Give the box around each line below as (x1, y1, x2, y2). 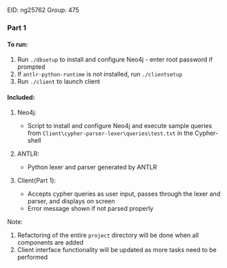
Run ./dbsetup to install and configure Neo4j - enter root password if (17, 55, 213, 64)
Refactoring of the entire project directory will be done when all (17, 231, 199, 240)
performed (17, 253, 48, 261)
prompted (17, 63, 46, 71)
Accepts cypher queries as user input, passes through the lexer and (27, 189, 221, 198)
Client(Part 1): (17, 176, 57, 185)
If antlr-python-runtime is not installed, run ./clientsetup (17, 70, 183, 79)
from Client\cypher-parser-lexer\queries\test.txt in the (27, 129, 193, 137)
